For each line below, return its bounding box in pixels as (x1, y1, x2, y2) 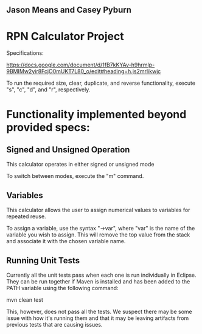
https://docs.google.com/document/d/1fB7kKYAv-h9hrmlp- (6, 61, 155, 69)
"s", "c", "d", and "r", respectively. (6, 86, 91, 93)
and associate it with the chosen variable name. (6, 238, 126, 245)
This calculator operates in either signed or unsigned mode (6, 161, 155, 168)
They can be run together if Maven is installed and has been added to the (6, 277, 190, 285)
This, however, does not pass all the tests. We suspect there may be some (6, 308, 193, 315)
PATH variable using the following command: (6, 284, 119, 291)
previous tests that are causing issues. (6, 321, 103, 328)
